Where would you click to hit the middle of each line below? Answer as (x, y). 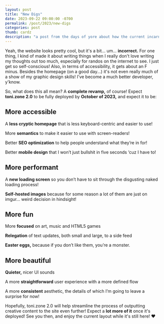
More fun (19, 214)
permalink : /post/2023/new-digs (38, 23)
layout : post (18, 10)
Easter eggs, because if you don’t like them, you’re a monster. (68, 245)
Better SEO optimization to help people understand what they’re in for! (76, 143)
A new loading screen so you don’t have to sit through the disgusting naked (82, 179)
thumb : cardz (18, 32)
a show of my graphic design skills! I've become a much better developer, (79, 77)
